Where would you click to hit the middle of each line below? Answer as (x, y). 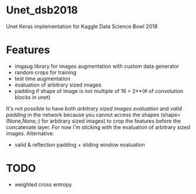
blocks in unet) (32, 97)
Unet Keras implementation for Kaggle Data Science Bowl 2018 (82, 26)
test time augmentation (42, 78)
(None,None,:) (23, 121)
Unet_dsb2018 (42, 10)
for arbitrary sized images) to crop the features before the (111, 121)
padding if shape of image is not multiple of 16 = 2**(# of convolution (99, 91)
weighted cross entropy (43, 184)
